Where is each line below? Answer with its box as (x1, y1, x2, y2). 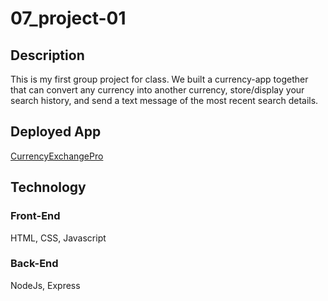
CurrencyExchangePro (10, 150, 104, 162)
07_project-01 (10, 7, 127, 30)
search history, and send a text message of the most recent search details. (10, 95, 319, 106)
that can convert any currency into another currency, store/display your (10, 84, 305, 96)
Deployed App (10, 123, 102, 141)
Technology (10, 179, 87, 196)
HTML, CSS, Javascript (10, 232, 107, 244)
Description (10, 47, 85, 64)
